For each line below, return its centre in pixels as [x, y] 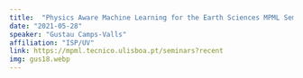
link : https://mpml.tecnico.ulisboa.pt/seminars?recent [116, 51]
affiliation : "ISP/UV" [52, 43]
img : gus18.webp [40, 59]
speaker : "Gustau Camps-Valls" [68, 34]
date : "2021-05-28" [46, 26]
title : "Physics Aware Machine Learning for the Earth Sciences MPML [145, 17]
